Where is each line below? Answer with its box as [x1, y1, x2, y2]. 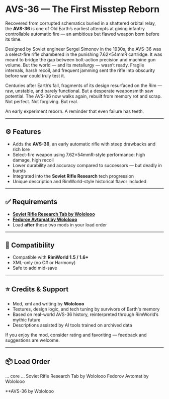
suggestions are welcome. [5, 337, 60, 343]
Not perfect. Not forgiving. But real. [5, 98, 78, 104]
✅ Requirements [5, 198, 58, 206]
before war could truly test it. [5, 72, 65, 78]
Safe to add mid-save [12, 265, 57, 271]
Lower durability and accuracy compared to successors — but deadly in [12, 162, 162, 168]
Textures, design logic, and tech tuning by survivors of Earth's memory [12, 306, 160, 312]
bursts [12, 168, 26, 174]
